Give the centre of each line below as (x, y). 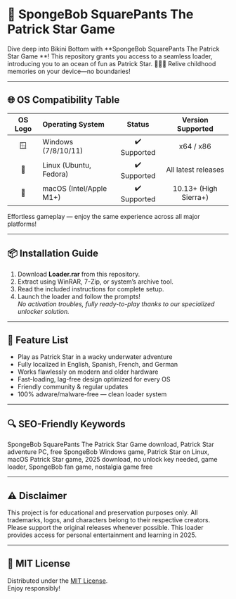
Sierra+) (195, 198)
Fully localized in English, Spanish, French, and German (98, 365)
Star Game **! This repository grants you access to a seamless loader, (110, 56)
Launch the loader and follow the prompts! (79, 296)
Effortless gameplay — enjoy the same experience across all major (104, 216)
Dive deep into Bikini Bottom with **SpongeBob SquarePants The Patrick (113, 49)
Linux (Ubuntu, (67, 165)
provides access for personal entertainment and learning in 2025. (102, 535)
